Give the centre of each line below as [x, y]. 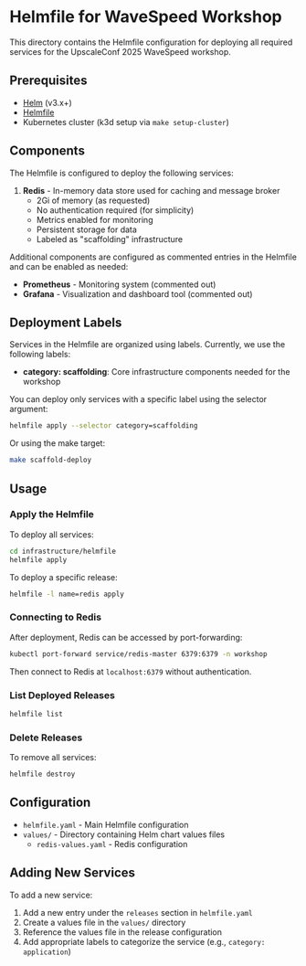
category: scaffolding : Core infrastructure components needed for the [156, 372]
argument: [29, 409]
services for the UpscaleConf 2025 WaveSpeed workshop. [120, 51]
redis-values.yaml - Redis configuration [112, 844]
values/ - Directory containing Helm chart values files [124, 834]
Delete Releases [46, 738]
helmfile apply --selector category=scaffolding [104, 426]
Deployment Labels [66, 322]
